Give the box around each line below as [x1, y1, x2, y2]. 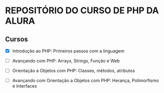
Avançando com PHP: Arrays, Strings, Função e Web [12, 58, 120, 64]
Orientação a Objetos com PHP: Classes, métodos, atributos [12, 68, 135, 74]
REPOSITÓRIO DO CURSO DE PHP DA [5, 5, 159, 16]
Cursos [5, 35, 28, 43]
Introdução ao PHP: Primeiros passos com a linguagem [12, 48, 125, 54]
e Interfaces [12, 83, 37, 89]
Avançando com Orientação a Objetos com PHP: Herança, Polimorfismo [12, 78, 159, 84]
